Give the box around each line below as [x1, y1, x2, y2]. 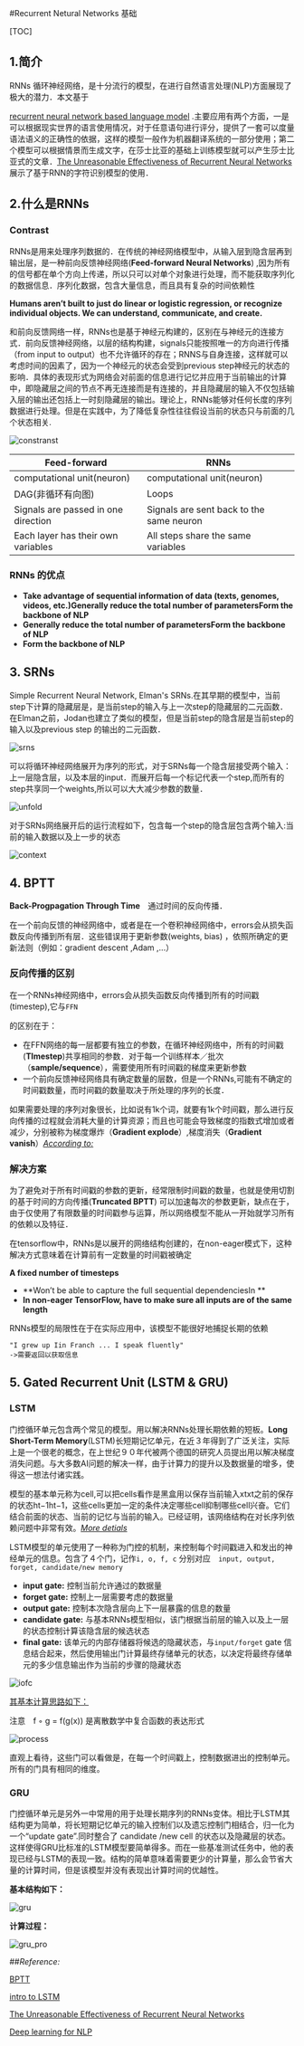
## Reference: [9, 1956, 61, 1966]
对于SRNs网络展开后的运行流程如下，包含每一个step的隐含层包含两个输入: [9, 820, 287, 831]
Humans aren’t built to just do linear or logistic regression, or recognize [9, 298, 283, 309]
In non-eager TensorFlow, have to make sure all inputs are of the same [22, 1295, 292, 1306]
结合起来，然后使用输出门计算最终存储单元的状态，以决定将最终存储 [30, 1648, 285, 1659]
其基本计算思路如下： [9, 1696, 89, 1707]
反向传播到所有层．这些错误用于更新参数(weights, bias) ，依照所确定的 [16, 931, 280, 942]
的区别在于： [9, 1020, 57, 1031]
